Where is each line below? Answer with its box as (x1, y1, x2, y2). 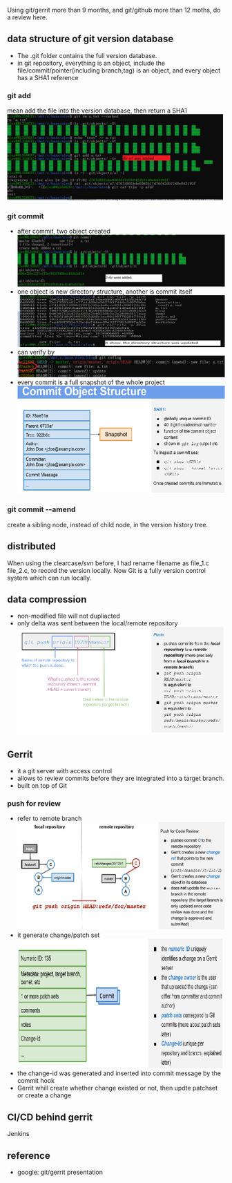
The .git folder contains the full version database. (17, 51, 157, 59)
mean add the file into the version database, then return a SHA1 (7, 106, 188, 115)
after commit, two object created (17, 227, 110, 236)
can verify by (17, 348, 55, 357)
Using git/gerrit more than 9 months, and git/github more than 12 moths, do (7, 6, 221, 14)
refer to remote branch (17, 815, 82, 823)
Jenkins (7, 1130, 30, 1138)
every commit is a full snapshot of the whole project (17, 378, 166, 386)
